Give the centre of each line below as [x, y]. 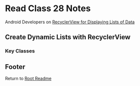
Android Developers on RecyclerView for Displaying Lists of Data [70, 22]
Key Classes [20, 51]
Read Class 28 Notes [48, 9]
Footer [15, 67]
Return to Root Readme [28, 79]
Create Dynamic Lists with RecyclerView [68, 37]
